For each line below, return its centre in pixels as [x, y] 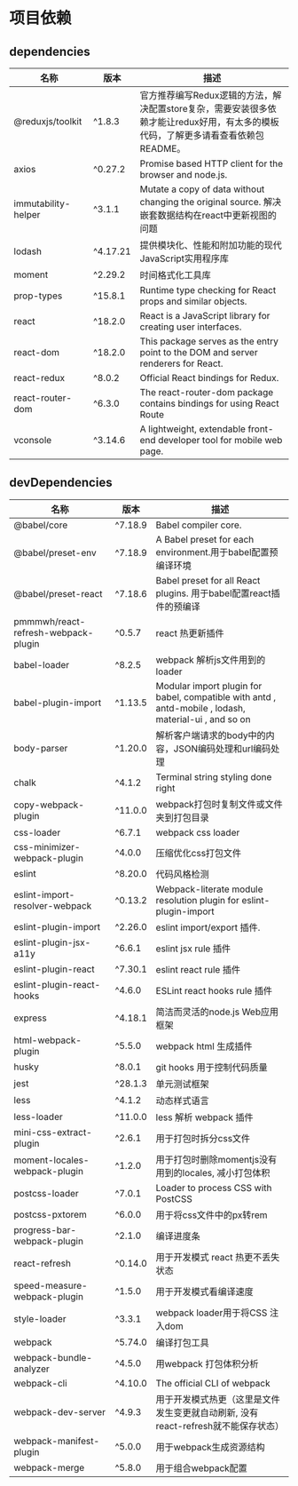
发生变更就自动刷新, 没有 [207, 1412]
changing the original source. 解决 [211, 202]
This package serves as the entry [209, 341]
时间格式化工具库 [175, 275]
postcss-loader [47, 1193]
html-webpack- [48, 1040]
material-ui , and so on [203, 719]
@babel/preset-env [55, 552]
